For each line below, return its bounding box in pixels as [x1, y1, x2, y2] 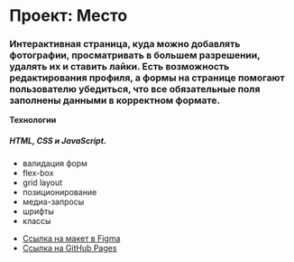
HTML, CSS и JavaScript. [9, 136, 106, 146]
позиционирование [22, 187, 97, 198]
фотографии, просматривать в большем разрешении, [9, 49, 261, 61]
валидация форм [22, 158, 88, 169]
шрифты [22, 206, 54, 217]
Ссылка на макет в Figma [22, 233, 121, 244]
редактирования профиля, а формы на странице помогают [9, 71, 286, 84]
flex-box [22, 168, 54, 179]
